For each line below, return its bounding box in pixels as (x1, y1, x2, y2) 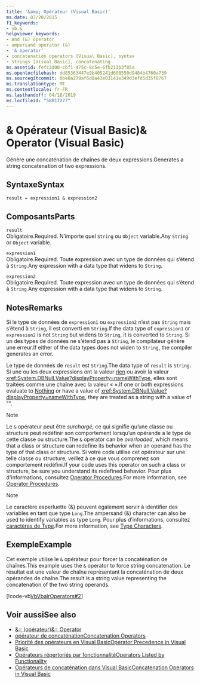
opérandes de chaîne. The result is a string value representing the (6, 574, 167, 581)
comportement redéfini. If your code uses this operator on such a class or (6, 461, 186, 468)
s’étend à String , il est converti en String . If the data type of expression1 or (6, 325, 190, 332)
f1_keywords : (6, 20, 39, 26)
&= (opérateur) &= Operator (14, 626, 82, 633)
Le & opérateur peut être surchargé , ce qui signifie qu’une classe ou (6, 423, 173, 430)
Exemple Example (6, 540, 72, 550)
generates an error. (6, 350, 54, 357)
